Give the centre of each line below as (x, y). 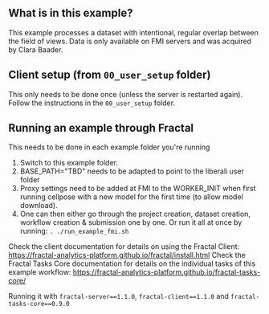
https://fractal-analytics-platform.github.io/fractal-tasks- (167, 272)
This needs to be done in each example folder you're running (109, 147)
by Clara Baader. (36, 49)
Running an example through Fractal (101, 128)
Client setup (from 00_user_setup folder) (110, 75)
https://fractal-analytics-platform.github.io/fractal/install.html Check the (127, 255)
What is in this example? (71, 13)
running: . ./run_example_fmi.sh (74, 231)
